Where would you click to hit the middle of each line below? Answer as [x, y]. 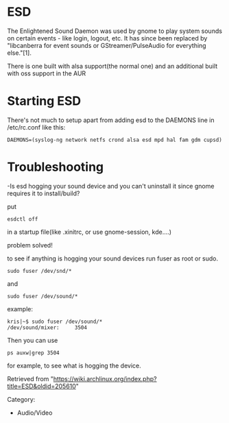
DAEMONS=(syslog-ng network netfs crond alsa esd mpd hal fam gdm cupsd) [115, 140]
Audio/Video [35, 413]
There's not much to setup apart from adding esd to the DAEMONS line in [111, 120]
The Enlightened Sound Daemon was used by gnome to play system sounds [115, 31]
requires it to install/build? [44, 193]
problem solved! [30, 245]
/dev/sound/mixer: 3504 [47, 327]
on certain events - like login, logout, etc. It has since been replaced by [107, 38]
